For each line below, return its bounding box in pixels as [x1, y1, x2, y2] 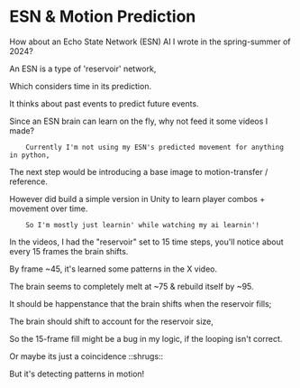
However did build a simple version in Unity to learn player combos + [9, 193, 266, 204]
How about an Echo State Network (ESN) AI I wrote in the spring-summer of [9, 36, 291, 47]
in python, [9, 151, 50, 160]
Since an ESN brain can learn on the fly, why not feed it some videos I [9, 115, 268, 126]
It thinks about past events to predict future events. [9, 97, 200, 109]
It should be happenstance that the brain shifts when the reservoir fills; [9, 298, 272, 309]
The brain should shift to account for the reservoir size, [9, 316, 214, 327]
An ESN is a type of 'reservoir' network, [9, 63, 157, 74]
